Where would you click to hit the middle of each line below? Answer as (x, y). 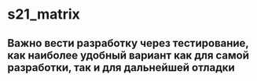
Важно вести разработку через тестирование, (128, 43)
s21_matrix (44, 14)
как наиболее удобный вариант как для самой (128, 55)
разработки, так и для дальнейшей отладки (121, 67)
